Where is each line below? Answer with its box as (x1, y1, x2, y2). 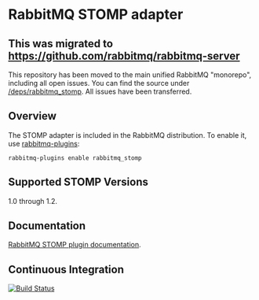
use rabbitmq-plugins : (8, 139, 80, 148)
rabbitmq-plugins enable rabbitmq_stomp (8, 154, 143, 162)
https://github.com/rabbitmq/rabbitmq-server (8, 49, 241, 62)
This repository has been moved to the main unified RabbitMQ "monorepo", (8, 70, 252, 80)
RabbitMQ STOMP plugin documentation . (8, 240, 141, 250)
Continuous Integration (8, 262, 124, 276)
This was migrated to (8, 37, 114, 50)
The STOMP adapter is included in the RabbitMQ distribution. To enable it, (8, 130, 247, 139)
